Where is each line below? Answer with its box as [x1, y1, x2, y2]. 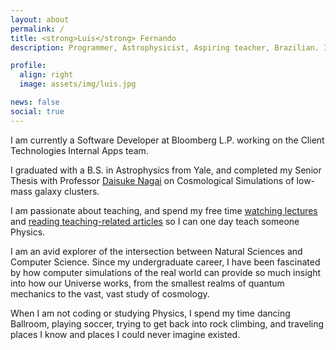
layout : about [10, 14, 70, 25]
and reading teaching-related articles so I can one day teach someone [10, 215, 300, 227]
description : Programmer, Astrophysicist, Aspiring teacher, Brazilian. [10, 42, 320, 53]
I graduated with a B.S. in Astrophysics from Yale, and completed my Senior [10, 164, 322, 176]
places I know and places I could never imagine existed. [10, 328, 241, 340]
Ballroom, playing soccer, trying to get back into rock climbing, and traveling [10, 317, 325, 330]
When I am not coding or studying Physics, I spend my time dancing [10, 307, 291, 319]
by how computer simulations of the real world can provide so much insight [10, 266, 321, 278]
